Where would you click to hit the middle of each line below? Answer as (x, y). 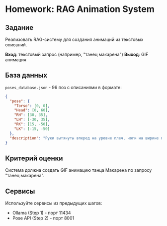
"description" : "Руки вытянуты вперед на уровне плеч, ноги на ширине (84, 138)
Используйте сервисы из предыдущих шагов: (54, 203)
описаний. (16, 45)
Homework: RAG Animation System (80, 9)
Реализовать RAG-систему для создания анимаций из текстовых (74, 39)
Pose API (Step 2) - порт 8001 (43, 218)
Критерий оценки (34, 158)
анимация (16, 60)
